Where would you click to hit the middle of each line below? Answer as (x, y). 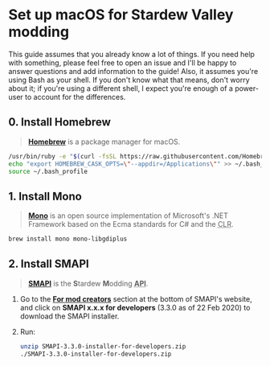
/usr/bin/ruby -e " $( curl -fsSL (62, 156)
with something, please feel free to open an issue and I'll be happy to (123, 63)
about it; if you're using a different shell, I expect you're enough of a (121, 88)
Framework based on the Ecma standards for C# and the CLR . (131, 224)
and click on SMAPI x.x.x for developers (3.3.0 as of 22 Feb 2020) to (135, 307)
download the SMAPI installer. (70, 316)
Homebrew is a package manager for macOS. (104, 142)
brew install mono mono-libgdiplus (68, 239)
